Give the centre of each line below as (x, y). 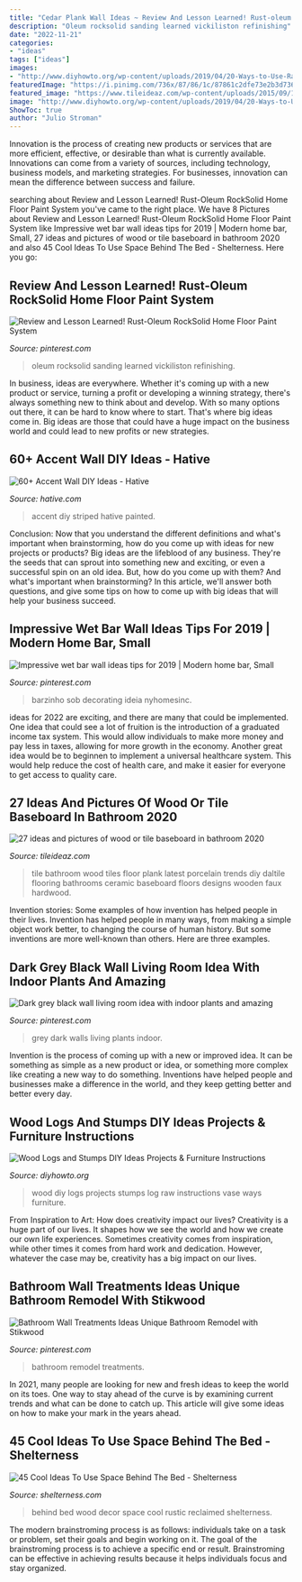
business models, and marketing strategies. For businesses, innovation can (148, 173)
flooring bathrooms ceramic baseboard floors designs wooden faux (156, 883)
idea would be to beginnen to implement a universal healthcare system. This (151, 755)
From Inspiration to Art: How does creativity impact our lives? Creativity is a (149, 1220)
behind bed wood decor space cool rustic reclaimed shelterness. (151, 1512)
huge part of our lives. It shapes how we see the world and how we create (147, 1230)
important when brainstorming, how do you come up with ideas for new (142, 543)
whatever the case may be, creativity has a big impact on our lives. (133, 1258)
